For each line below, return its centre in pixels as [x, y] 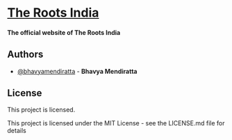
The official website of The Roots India [64, 32]
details [17, 131]
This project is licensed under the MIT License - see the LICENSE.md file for [116, 123]
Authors [25, 55]
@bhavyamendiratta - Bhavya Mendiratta [77, 71]
